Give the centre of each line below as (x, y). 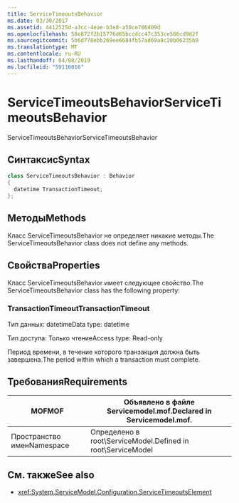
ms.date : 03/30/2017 (38, 21)
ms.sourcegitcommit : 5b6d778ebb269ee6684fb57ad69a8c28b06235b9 (103, 41)
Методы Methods (47, 218)
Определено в (115, 432)
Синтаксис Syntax (49, 159)
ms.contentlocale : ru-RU (44, 54)
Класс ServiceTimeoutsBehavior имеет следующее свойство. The (106, 283)
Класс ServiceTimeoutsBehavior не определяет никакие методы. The (111, 235)
